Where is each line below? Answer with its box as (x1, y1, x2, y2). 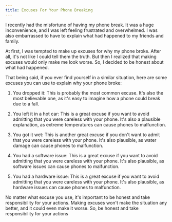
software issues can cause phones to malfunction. (12, 163, 120, 170)
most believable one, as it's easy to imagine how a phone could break (12, 95, 161, 101)
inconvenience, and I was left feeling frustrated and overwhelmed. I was (5, 27, 158, 33)
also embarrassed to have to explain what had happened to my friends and (5, 32, 164, 39)
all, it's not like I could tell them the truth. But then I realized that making (5, 53, 157, 60)
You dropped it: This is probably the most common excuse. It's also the (12, 89, 163, 96)
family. (5, 38, 20, 44)
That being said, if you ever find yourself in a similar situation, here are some (5, 74, 167, 80)
